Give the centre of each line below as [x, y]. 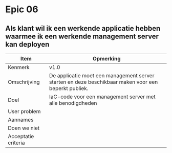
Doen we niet [24, 128]
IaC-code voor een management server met [102, 97]
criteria [16, 143]
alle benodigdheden [73, 103]
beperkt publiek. [69, 88]
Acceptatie [21, 136]
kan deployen [27, 44]
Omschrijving [24, 82]
